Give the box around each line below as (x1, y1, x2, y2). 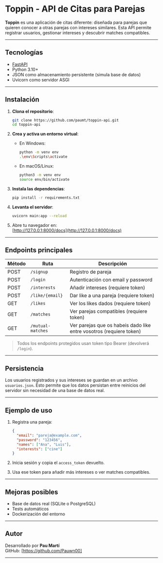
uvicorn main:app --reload (12, 213, 67, 218)
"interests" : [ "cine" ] (16, 446, 63, 451)
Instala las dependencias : (12, 186, 65, 191)
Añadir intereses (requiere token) (69, 284, 146, 291)
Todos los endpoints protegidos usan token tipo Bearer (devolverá (16, 341, 149, 346)
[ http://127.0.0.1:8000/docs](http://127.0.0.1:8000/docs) (12, 227, 122, 233)
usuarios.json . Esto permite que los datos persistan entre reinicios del (5, 382, 146, 388)
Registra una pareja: (12, 419, 52, 425)
